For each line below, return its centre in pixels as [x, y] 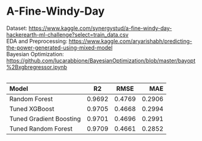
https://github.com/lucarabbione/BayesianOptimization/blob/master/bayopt [101, 60]
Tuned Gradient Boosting [45, 118]
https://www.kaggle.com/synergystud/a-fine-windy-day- [100, 28]
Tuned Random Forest [41, 128]
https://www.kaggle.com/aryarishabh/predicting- [130, 41]
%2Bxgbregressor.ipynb [37, 67]
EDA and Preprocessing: [37, 41]
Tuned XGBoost [32, 109]
